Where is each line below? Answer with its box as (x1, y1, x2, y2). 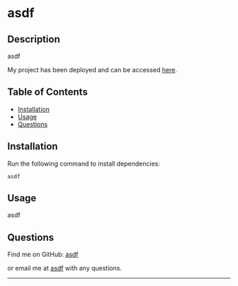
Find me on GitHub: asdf (7, 250, 79, 259)
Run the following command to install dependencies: (7, 159, 161, 168)
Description (7, 33, 60, 45)
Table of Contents (7, 86, 89, 98)
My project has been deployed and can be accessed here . (7, 66, 177, 74)
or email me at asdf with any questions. (7, 264, 123, 273)
